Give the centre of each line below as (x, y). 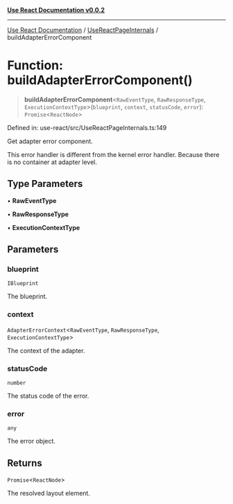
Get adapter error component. (50, 141)
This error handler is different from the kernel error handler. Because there (113, 154)
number (17, 383)
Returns (25, 463)
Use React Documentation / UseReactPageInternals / (83, 30)
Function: (35, 66)
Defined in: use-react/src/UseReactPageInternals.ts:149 (87, 127)
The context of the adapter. (46, 350)
